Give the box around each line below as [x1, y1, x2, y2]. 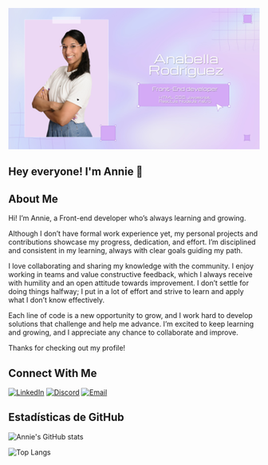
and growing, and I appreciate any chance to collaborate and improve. [8, 328, 238, 337]
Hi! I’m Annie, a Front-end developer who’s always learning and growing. [8, 213, 246, 223]
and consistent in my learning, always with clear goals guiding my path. [8, 246, 243, 256]
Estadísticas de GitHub [8, 411, 124, 424]
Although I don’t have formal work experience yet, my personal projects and [8, 229, 258, 239]
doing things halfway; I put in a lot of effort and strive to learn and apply [8, 287, 245, 296]
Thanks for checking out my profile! [8, 344, 126, 353]
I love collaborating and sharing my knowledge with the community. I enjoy [8, 261, 254, 271]
